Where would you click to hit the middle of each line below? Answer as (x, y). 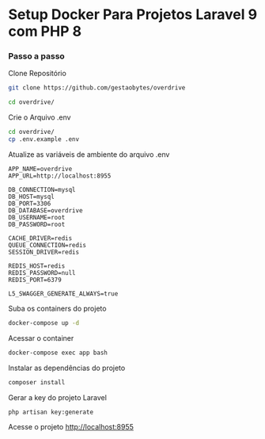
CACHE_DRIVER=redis (40, 238)
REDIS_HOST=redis (37, 266)
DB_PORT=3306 (30, 204)
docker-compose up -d (44, 323)
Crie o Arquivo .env (40, 117)
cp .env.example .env (44, 139)
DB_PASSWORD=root (37, 224)
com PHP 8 (45, 31)
